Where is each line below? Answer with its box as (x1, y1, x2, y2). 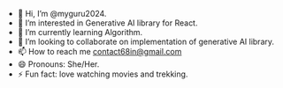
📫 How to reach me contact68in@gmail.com (17, 47, 182, 56)
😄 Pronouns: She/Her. (17, 59, 100, 70)
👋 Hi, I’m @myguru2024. (17, 9, 107, 18)
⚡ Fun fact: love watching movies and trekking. (17, 69, 188, 79)
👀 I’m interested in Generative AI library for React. (17, 18, 198, 28)
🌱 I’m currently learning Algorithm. (17, 27, 143, 37)
